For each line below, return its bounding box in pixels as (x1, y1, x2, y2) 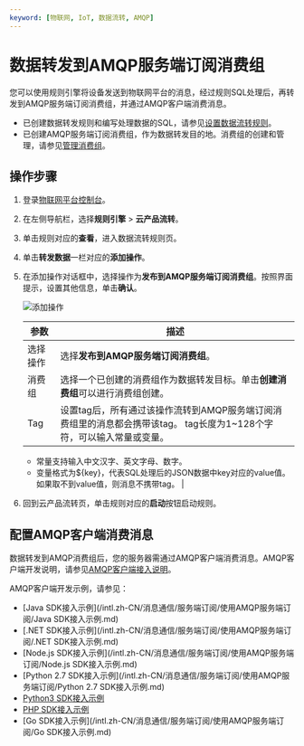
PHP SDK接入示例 (22, 704, 90, 715)
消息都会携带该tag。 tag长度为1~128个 (96, 418, 265, 430)
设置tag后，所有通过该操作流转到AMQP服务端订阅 (60, 404, 273, 417)
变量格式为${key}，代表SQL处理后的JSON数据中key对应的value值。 (35, 467, 291, 478)
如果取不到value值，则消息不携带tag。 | (35, 478, 185, 489)
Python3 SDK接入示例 (22, 693, 105, 704)
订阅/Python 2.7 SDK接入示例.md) (38, 682, 166, 693)
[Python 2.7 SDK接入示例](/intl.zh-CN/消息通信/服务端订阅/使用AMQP (22, 670, 282, 681)
